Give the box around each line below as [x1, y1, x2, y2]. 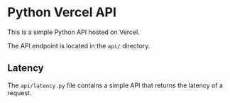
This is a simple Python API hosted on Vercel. [7, 28, 140, 36]
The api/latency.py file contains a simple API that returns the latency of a [7, 81, 224, 90]
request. [7, 88, 32, 97]
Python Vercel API [7, 4, 117, 21]
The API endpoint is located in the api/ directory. [7, 41, 150, 50]
